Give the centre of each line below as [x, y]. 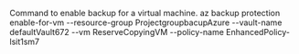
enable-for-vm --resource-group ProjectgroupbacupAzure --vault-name [146, 22]
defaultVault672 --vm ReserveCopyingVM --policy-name [117, 32]
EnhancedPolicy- [258, 32]
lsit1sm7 [25, 41]
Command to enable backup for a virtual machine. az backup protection [145, 13]
